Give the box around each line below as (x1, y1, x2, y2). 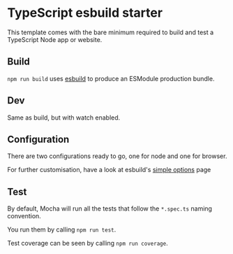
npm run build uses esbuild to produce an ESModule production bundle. (7, 74, 215, 83)
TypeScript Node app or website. (7, 35, 103, 43)
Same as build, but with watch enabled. (7, 113, 121, 122)
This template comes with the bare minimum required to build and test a (7, 28, 214, 36)
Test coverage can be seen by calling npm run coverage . (7, 239, 169, 248)
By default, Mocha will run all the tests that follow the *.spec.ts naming (7, 204, 213, 213)
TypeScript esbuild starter (7, 5, 163, 21)
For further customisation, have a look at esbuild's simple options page (7, 166, 211, 174)
